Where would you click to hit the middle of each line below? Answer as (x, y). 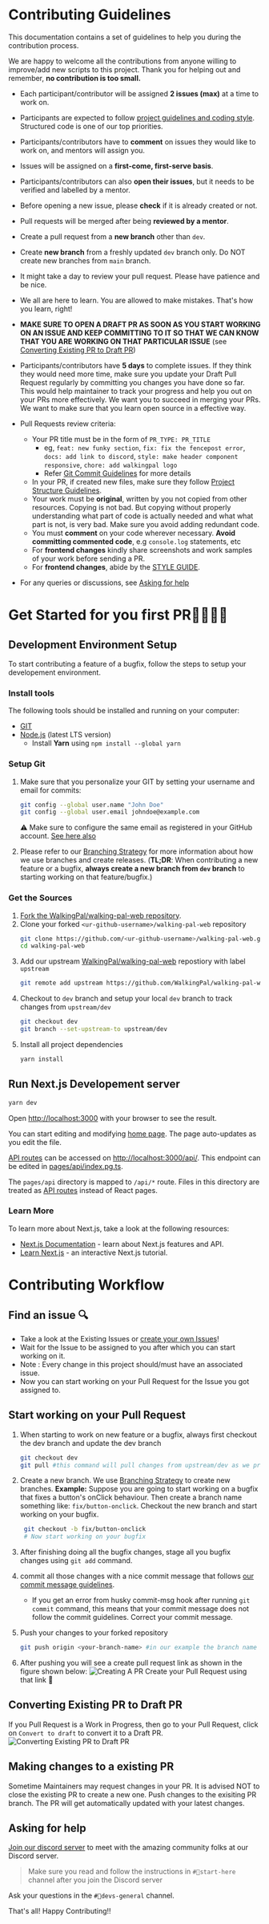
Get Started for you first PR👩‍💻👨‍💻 (118, 615)
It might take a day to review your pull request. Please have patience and (140, 276)
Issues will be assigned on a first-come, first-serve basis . (116, 165)
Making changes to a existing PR (91, 1767)
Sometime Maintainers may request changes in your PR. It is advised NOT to (134, 1786)
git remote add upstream (61, 983)
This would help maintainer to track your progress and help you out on (136, 391)
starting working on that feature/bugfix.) (86, 877)
